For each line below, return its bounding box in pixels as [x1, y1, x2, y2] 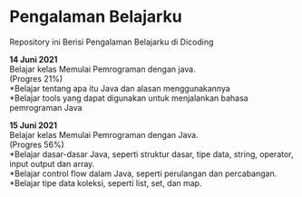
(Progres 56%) [9, 139, 65, 150]
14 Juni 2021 [9, 54, 58, 64]
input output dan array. [9, 158, 95, 169]
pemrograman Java [9, 102, 83, 113]
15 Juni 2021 [9, 120, 57, 131]
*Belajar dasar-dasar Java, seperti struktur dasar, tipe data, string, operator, [9, 148, 294, 160]
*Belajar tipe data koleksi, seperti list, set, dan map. [9, 177, 202, 188]
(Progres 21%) [9, 73, 63, 84]
